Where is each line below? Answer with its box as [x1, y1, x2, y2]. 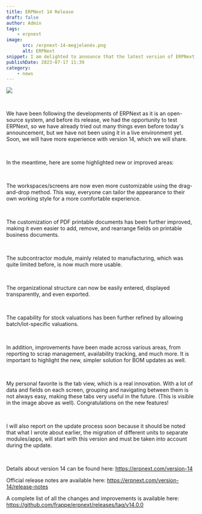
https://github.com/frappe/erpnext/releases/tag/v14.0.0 [6, 501, 144, 509]
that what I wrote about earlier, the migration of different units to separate [6, 429, 188, 436]
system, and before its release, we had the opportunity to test [25, 116, 177, 124]
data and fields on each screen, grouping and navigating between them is [6, 386, 189, 393]
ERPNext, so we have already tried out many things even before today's [6, 123, 184, 130]
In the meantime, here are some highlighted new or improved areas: [6, 159, 174, 166]
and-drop [6, 189, 30, 196]
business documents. [6, 231, 60, 239]
